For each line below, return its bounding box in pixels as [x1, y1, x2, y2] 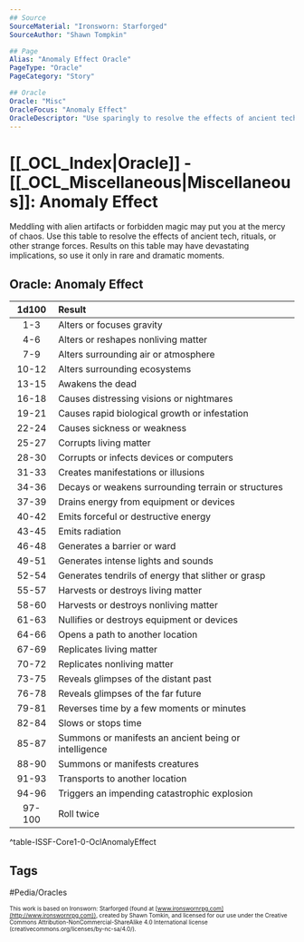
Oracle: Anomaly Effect [9, 276, 144, 291]
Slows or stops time [58, 717, 142, 730]
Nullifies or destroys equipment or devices [58, 613, 238, 626]
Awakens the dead [58, 378, 138, 390]
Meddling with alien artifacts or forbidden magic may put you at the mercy [9, 221, 286, 232]
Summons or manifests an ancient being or [58, 731, 241, 744]
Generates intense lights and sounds [58, 554, 214, 567]
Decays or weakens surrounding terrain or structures [58, 481, 283, 494]
